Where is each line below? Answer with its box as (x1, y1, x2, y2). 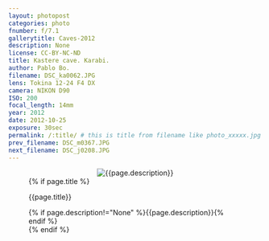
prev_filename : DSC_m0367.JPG (8, 138, 110, 147)
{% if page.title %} (28, 177, 90, 186)
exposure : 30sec (8, 124, 63, 132)
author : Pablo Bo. (8, 64, 70, 72)
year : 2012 (8, 109, 45, 117)
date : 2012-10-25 (8, 116, 67, 125)
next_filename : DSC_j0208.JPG (8, 146, 110, 154)
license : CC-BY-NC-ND (8, 49, 81, 57)
